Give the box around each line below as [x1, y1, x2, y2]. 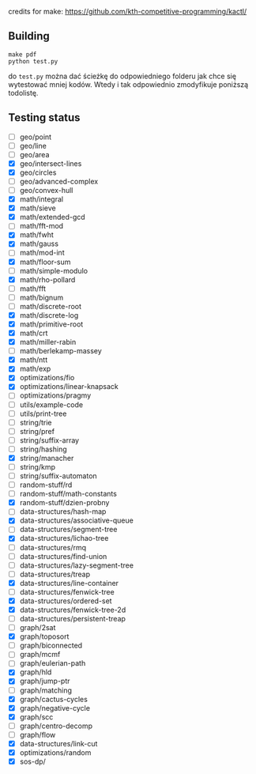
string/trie [19, 417, 52, 427]
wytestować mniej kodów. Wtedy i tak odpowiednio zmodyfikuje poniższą [8, 79, 249, 89]
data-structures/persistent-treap [19, 614, 126, 623]
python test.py [8, 57, 58, 66]
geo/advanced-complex [19, 176, 99, 186]
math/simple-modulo [19, 266, 88, 275]
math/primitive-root [19, 319, 84, 329]
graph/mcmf [19, 650, 61, 659]
